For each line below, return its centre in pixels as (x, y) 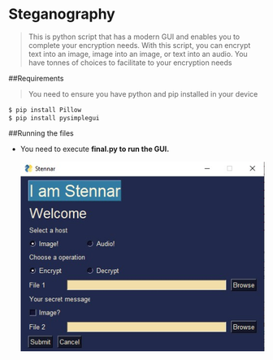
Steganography (62, 14)
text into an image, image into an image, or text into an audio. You (138, 54)
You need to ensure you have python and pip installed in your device (143, 93)
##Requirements (36, 78)
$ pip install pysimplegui (54, 118)
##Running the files (41, 133)
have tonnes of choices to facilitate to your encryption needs (130, 63)
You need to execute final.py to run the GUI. (95, 149)
